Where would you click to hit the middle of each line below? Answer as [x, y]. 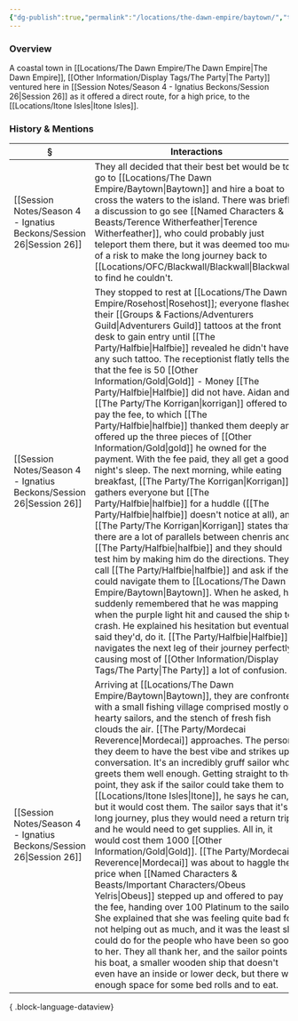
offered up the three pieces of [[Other [173, 437]
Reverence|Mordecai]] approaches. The [178, 741]
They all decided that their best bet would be [188, 167]
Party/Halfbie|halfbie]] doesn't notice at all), [186, 515]
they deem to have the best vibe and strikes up [192, 752]
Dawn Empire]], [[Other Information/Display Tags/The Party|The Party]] [140, 77]
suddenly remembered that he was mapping [187, 604]
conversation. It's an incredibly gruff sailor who [192, 763]
